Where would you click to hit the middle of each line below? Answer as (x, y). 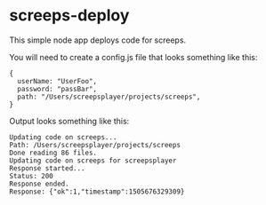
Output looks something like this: (69, 121)
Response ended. (39, 184)
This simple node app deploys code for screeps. (98, 40)
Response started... (48, 168)
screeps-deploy (69, 16)
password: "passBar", (57, 89)
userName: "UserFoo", (57, 81)
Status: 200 (31, 176)
